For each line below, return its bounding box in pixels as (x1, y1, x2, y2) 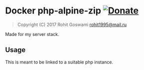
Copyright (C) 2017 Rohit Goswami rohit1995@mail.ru (17, 21, 127, 27)
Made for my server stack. (5, 31, 60, 37)
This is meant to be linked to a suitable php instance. (5, 59, 114, 65)
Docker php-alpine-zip (5, 5, 101, 16)
